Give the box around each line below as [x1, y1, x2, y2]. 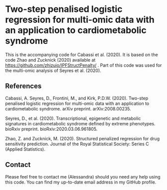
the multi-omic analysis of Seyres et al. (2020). [5, 67, 101, 73]
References [5, 82, 42, 91]
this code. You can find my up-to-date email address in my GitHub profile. [5, 179, 157, 185]
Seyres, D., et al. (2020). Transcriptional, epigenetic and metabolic [5, 115, 141, 121]
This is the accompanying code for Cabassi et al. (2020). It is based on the [5, 51, 158, 58]
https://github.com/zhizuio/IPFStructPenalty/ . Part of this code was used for [5, 62, 162, 68]
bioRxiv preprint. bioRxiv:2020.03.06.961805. [5, 126, 98, 132]
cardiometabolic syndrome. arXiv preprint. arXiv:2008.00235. [5, 105, 131, 111]
